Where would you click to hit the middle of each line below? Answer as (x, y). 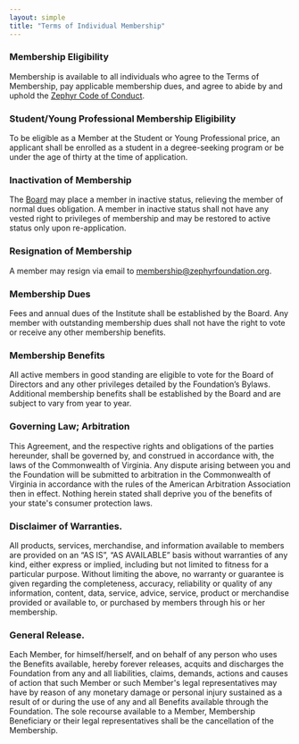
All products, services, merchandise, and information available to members (147, 545)
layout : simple (37, 17)
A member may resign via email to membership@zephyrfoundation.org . (141, 271)
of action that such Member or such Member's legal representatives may (143, 683)
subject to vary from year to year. (71, 404)
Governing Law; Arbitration (70, 427)
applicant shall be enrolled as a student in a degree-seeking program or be (146, 147)
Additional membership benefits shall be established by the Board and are (145, 394)
